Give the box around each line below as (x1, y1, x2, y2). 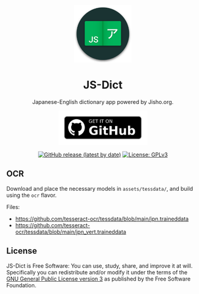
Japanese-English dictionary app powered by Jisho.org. (32, 98, 174, 105)
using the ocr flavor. (6, 191, 57, 199)
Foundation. (6, 281, 37, 288)
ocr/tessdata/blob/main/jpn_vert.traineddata (15, 228, 127, 235)
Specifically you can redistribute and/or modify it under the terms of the (6, 268, 188, 276)
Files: (6, 203, 20, 210)
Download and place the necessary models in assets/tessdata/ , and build (6, 185, 193, 192)
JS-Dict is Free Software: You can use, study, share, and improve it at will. (6, 262, 193, 270)
